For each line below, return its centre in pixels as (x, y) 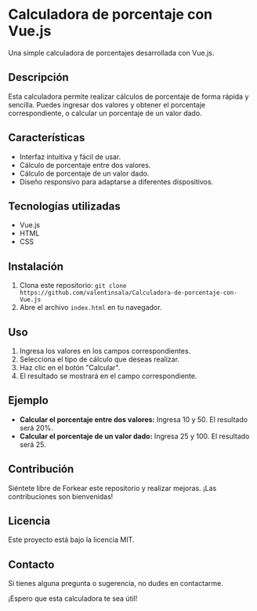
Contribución (41, 469)
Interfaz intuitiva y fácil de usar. (70, 156)
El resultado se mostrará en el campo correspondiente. (108, 376)
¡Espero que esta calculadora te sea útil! (73, 598)
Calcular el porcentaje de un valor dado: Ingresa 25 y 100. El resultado (134, 436)
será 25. (33, 444)
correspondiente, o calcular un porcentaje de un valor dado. (105, 113)
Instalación (36, 266)
